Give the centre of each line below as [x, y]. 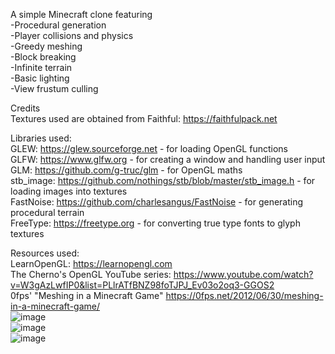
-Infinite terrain [41, 67]
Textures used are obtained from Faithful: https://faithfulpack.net [144, 118]
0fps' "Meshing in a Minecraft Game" [87, 295]
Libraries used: [41, 138]
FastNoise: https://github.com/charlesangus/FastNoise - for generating [157, 202]
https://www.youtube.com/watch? [243, 274]
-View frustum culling [54, 88]
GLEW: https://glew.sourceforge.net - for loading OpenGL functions [149, 148]
